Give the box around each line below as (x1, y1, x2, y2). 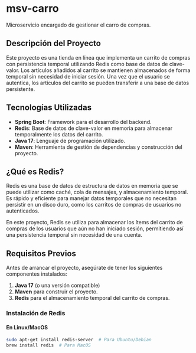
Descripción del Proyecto (6, 38, 102, 48)
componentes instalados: (6, 270, 68, 277)
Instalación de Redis (6, 309, 66, 318)
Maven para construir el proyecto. (14, 288, 99, 295)
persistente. (6, 85, 35, 93)
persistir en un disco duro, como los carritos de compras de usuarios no (6, 201, 182, 208)
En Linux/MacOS (6, 323, 48, 331)
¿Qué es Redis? (6, 166, 64, 177)
